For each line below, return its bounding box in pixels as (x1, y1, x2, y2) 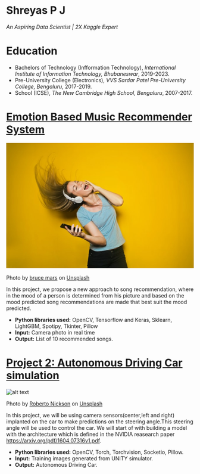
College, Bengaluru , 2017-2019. (14, 83, 92, 90)
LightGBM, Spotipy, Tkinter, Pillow (14, 323, 98, 330)
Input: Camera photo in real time (14, 329, 95, 336)
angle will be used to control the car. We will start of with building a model (6, 425, 187, 431)
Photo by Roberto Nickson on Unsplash (6, 400, 103, 407)
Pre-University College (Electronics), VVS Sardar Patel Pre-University (14, 76, 186, 83)
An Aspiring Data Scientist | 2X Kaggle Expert (6, 23, 118, 30)
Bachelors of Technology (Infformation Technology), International (14, 64, 176, 71)
